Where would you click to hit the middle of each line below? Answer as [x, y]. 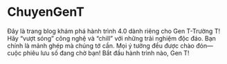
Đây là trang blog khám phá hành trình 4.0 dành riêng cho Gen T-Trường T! [113, 31]
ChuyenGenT [46, 12]
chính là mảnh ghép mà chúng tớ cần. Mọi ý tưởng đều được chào [101, 45]
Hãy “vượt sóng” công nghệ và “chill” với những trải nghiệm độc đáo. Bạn [112, 38]
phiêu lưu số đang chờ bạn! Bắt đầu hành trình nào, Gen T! [106, 53]
